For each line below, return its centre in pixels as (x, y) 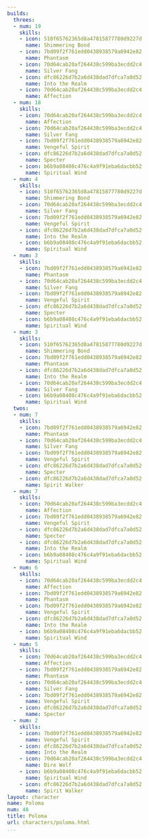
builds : (18, 13)
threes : (24, 20)
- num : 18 (27, 103)
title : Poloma (27, 816)
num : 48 (18, 810)
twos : (21, 408)
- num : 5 (26, 644)
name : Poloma (26, 803)
